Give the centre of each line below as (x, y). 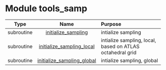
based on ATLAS (120, 46)
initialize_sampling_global (67, 60)
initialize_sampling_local (67, 46)
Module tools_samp (46, 9)
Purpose (111, 24)
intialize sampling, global (129, 60)
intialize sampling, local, (129, 40)
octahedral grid (119, 52)
